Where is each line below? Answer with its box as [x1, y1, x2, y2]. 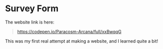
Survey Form [5, 3, 59, 14]
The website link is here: [5, 19, 54, 25]
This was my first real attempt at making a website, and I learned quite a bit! [5, 38, 159, 44]
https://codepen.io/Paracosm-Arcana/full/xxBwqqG [17, 28, 122, 34]
